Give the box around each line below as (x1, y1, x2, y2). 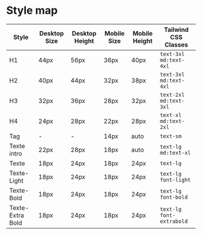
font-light (159, 176, 191, 183)
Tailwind (164, 25, 189, 34)
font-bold (159, 193, 188, 201)
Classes (164, 40, 188, 49)
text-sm (159, 133, 182, 139)
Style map (6, 4, 58, 17)
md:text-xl (159, 149, 191, 156)
